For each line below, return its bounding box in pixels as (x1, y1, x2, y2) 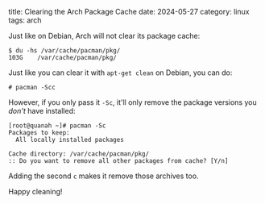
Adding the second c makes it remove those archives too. (8, 171, 199, 181)
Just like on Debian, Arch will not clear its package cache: (8, 31, 201, 40)
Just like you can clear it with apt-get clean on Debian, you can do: (8, 68, 233, 77)
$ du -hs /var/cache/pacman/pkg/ (8, 47, 121, 55)
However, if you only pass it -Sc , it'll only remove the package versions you (8, 98, 257, 107)
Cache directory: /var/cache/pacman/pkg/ (8, 150, 150, 158)
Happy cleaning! (8, 187, 63, 196)
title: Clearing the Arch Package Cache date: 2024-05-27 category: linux (8, 7, 250, 16)
